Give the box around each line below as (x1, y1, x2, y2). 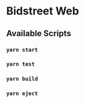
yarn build (6, 75, 38, 83)
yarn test (6, 61, 35, 67)
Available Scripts (6, 28, 71, 39)
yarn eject (6, 90, 38, 97)
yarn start (6, 46, 38, 53)
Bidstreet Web (6, 4, 80, 18)
